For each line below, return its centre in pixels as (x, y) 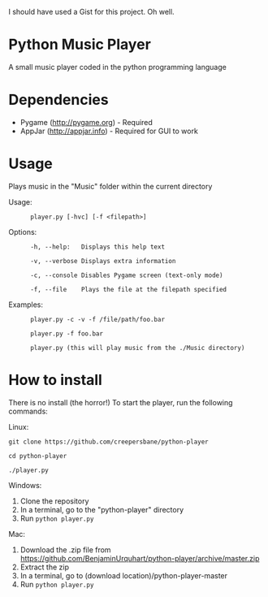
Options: (23, 231)
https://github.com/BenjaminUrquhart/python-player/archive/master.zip (140, 558)
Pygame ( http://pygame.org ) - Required (86, 122)
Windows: (25, 485)
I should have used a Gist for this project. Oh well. (91, 12)
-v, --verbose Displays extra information (103, 261)
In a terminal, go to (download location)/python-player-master (124, 575)
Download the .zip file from (65, 549)
